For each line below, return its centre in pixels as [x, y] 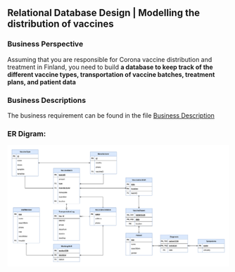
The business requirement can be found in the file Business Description [111, 115]
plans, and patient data [42, 82]
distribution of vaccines [61, 24]
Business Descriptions [47, 100]
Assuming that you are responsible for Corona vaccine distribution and [110, 59]
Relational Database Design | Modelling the [104, 13]
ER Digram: [27, 133]
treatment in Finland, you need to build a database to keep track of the [110, 67]
